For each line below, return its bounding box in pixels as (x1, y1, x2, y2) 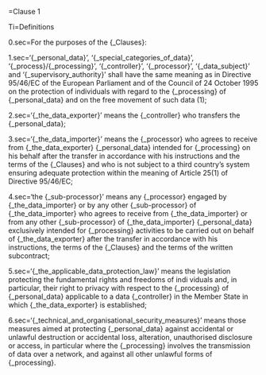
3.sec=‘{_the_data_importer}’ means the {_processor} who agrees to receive (8, 134, 258, 144)
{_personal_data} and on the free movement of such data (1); (8, 95, 207, 104)
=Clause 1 (8, 7, 41, 16)
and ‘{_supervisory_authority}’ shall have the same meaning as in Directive (8, 70, 252, 79)
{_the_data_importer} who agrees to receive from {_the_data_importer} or (8, 209, 248, 218)
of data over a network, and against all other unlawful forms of (8, 350, 213, 358)
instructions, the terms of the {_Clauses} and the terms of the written (8, 242, 233, 252)
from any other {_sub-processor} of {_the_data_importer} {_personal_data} (8, 218, 253, 226)
